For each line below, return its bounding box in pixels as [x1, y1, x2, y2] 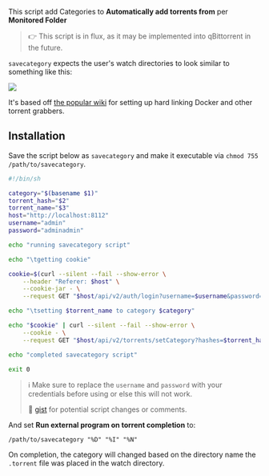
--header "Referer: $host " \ [22, 277, 120, 286]
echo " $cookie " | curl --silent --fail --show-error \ [8, 321, 195, 330]
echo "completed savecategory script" [8, 351, 138, 359]
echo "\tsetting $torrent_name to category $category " [8, 307, 195, 315]
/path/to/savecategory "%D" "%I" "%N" [8, 436, 138, 444]
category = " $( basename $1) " [8, 189, 98, 197]
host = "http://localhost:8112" [8, 212, 110, 220]
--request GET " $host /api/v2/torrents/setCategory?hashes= [22, 336, 224, 344]
